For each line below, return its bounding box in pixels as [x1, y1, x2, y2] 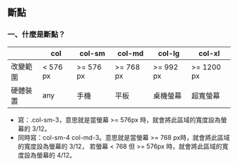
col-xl [198, 48, 220, 58]
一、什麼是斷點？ [7, 30, 66, 40]
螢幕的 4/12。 [36, 150, 76, 159]
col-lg [158, 48, 180, 58]
